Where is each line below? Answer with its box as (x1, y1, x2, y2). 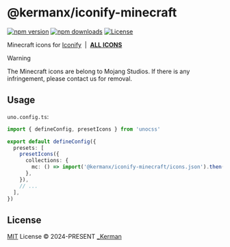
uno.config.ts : (7, 112, 49, 120)
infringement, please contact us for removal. (7, 74, 132, 83)
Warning (7, 53, 31, 62)
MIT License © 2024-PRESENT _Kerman (7, 233, 122, 241)
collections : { (25, 157, 69, 164)
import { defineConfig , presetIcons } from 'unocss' (7, 125, 161, 133)
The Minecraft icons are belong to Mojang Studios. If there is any (7, 67, 190, 75)
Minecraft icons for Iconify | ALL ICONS (7, 40, 123, 49)
